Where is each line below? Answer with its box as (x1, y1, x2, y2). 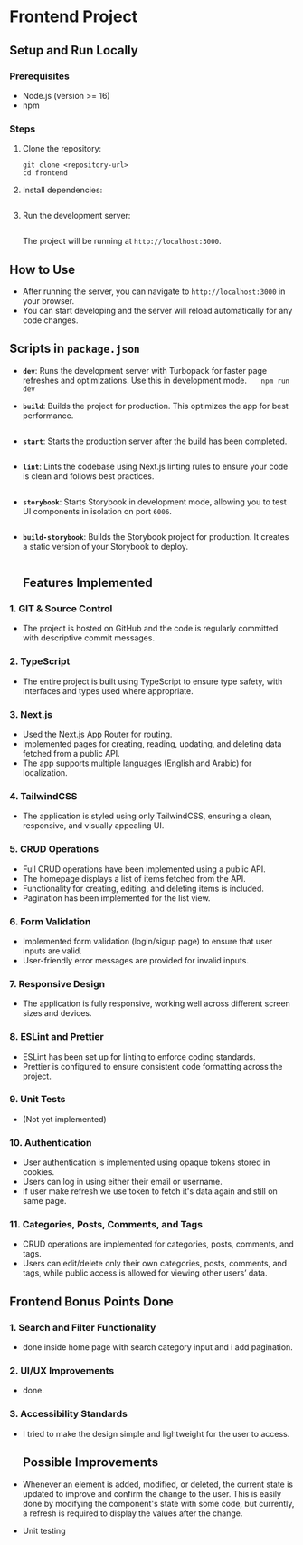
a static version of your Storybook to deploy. (22, 541, 188, 552)
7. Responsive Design (9, 977, 106, 990)
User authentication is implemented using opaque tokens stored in (22, 1157, 270, 1168)
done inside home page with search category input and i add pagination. (22, 1342, 294, 1353)
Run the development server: (22, 210, 131, 221)
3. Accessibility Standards (9, 1408, 128, 1421)
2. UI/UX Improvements (9, 1364, 115, 1377)
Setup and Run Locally (9, 43, 138, 58)
